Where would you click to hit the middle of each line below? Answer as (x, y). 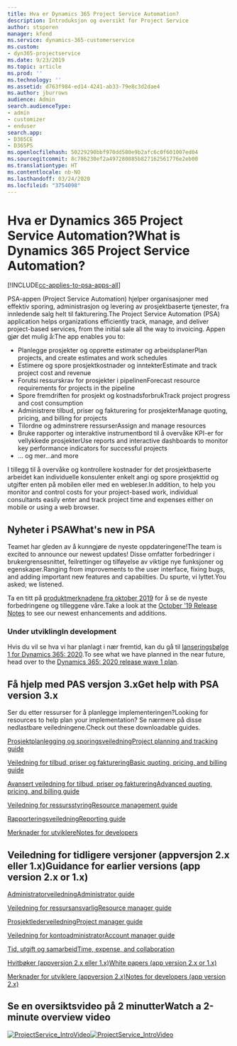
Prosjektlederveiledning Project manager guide (75, 922)
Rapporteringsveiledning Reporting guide (67, 819)
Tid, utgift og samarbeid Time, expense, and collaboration (91, 949)
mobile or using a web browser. (53, 507)
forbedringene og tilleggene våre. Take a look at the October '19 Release (112, 606)
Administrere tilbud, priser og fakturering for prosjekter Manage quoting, (123, 411)
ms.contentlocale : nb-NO (44, 172)
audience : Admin (31, 100)
